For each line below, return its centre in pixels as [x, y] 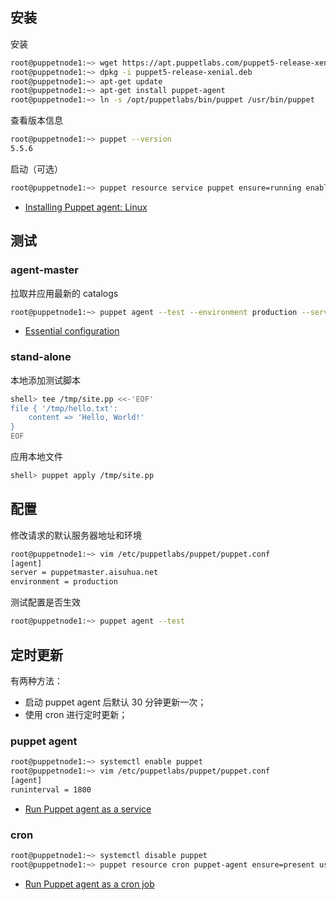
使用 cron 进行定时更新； [76, 714]
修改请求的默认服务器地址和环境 [76, 535]
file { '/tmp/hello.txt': [64, 408]
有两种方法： [36, 680]
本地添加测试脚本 [45, 380]
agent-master [44, 270]
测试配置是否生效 [45, 602]
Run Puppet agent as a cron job [89, 884]
